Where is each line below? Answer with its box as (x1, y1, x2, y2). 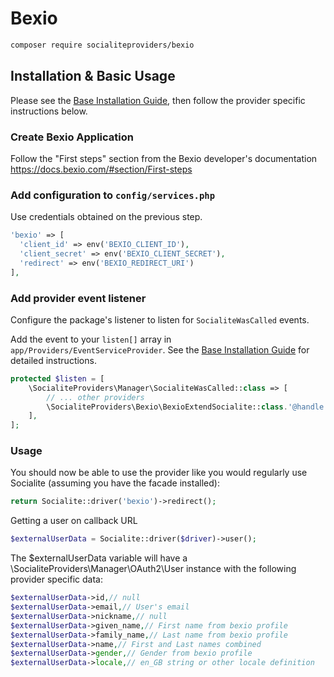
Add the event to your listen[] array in (10, 333, 172, 345)
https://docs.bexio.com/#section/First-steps (10, 163, 193, 175)
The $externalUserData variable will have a (10, 552, 188, 564)
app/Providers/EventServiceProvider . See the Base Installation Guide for (10, 343, 310, 356)
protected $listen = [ (10, 373, 105, 384)
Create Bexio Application (10, 130, 134, 144)
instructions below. (10, 105, 88, 117)
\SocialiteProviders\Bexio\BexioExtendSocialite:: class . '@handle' (46, 402, 329, 412)
